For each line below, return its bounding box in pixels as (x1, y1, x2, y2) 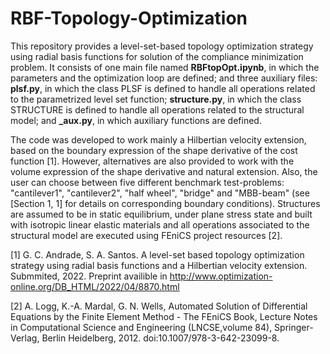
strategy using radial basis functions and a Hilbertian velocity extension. (10, 259, 308, 271)
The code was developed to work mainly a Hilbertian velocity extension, (10, 133, 307, 146)
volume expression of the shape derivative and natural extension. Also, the (10, 165, 318, 177)
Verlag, (10, 332, 40, 344)
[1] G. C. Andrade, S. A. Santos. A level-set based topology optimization (10, 248, 305, 261)
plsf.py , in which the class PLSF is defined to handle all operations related (10, 82, 316, 94)
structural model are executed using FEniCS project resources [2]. (10, 229, 283, 241)
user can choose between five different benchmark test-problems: (10, 176, 285, 188)
